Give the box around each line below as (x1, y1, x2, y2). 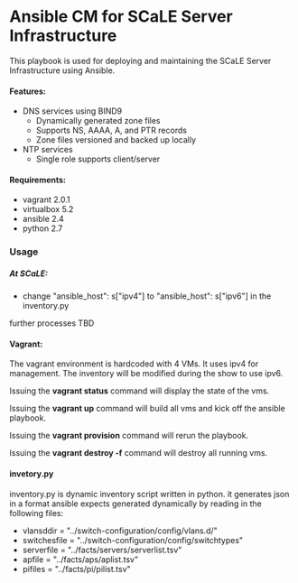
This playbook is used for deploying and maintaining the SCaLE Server (9, 55, 272, 66)
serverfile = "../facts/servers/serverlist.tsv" (22, 544, 182, 555)
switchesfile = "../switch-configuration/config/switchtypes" (22, 534, 244, 545)
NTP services (22, 144, 74, 155)
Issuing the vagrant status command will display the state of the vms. (9, 385, 270, 396)
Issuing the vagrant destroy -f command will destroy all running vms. (9, 448, 268, 458)
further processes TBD (9, 318, 95, 329)
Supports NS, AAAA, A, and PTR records (35, 125, 188, 136)
